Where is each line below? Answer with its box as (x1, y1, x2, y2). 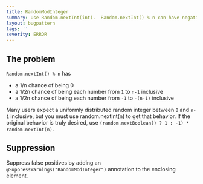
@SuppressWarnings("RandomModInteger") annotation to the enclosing (6, 165, 176, 172)
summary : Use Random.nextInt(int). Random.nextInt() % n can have (6, 15, 180, 21)
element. (6, 172, 28, 179)
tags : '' (6, 25, 28, 32)
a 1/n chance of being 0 (14, 81, 74, 88)
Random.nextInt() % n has (6, 70, 71, 77)
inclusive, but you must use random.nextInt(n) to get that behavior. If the (10, 113, 190, 120)
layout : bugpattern (6, 20, 56, 26)
